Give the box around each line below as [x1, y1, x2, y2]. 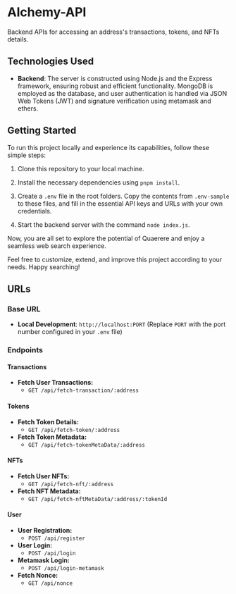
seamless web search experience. [7, 241, 107, 250]
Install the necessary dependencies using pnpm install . [17, 178, 180, 187]
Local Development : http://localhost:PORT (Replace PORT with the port [17, 320, 226, 328]
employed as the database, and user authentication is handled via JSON [17, 89, 228, 97]
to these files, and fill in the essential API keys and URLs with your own [17, 199, 223, 208]
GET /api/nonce [27, 579, 73, 587]
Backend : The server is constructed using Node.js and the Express [17, 74, 213, 82]
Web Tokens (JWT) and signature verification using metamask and [17, 97, 211, 105]
